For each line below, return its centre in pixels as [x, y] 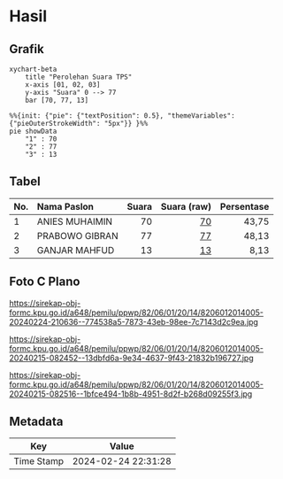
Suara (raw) [186, 206]
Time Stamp [39, 461]
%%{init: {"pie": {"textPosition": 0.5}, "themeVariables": [122, 116]
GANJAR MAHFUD [76, 250]
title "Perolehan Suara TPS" [79, 77]
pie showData [33, 131]
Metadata [36, 422]
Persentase [245, 206]
